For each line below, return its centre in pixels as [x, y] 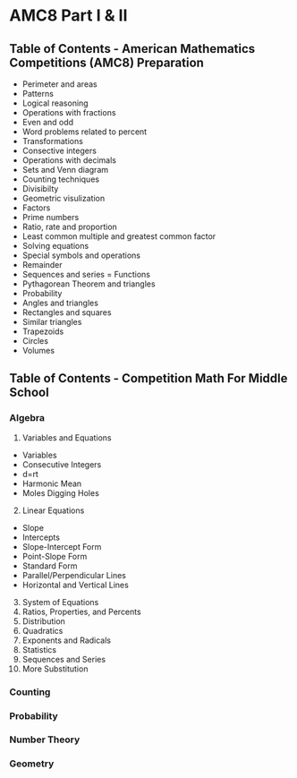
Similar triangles [52, 322]
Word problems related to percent [85, 132]
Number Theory [45, 740]
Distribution [43, 621]
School [29, 393]
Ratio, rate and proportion [70, 227]
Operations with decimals [69, 160]
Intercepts [41, 537]
